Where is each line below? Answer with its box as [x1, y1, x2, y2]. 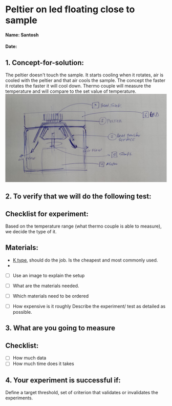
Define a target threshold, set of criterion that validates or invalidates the [5, 390, 159, 396]
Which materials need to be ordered [12, 293, 89, 299]
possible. [12, 309, 32, 315]
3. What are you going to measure [5, 324, 116, 333]
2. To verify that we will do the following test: [5, 192, 152, 201]
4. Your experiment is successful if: [5, 376, 121, 384]
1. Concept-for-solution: [5, 58, 84, 67]
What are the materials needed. [12, 282, 79, 289]
